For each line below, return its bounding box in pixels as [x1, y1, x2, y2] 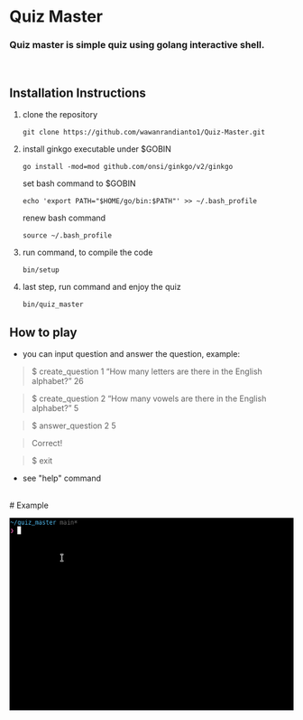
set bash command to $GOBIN [22, 178, 136, 189]
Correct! [31, 438, 63, 449]
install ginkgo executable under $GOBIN [22, 144, 171, 154]
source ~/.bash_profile [22, 231, 113, 240]
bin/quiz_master [22, 300, 84, 309]
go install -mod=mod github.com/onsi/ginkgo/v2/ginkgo [22, 163, 234, 172]
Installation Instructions [9, 85, 147, 100]
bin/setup [22, 266, 60, 275]
